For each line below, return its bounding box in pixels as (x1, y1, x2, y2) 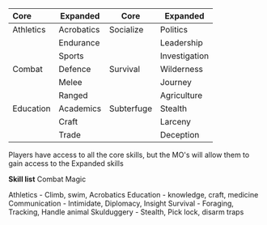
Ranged (58, 90, 88, 100)
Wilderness (159, 64, 204, 74)
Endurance (58, 37, 100, 48)
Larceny (159, 117, 192, 127)
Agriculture (159, 90, 203, 100)
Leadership (159, 37, 204, 48)
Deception (159, 129, 200, 140)
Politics (159, 24, 189, 35)
